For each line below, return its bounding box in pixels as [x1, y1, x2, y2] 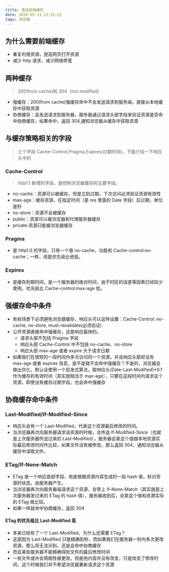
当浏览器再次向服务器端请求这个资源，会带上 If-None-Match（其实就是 [12, 486, 160, 492]
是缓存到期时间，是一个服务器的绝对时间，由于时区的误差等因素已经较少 [12, 279, 163, 285]
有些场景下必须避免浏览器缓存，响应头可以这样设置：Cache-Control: [12, 316, 155, 322]
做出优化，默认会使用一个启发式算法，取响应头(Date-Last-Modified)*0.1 [12, 366, 162, 373]
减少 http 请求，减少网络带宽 [12, 58, 72, 64]
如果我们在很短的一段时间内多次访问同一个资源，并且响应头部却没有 [12, 354, 154, 360]
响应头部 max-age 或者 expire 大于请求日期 [20, 347, 110, 353]
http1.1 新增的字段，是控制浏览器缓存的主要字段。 [17, 180, 120, 186]
